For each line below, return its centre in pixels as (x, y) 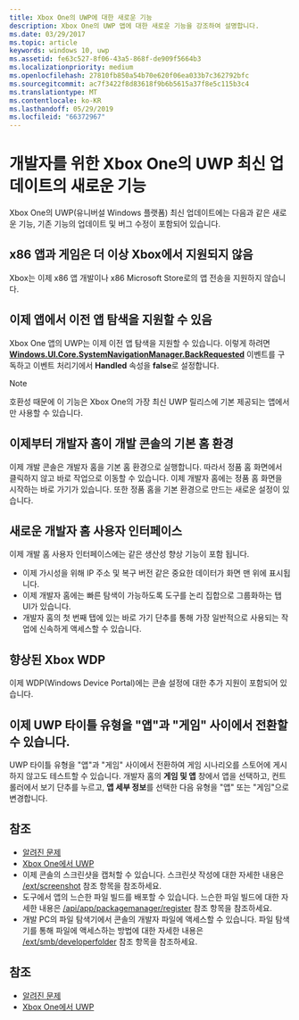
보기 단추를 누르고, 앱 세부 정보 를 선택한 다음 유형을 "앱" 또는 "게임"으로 (165, 787)
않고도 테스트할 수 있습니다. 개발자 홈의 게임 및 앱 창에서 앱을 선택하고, (148, 775)
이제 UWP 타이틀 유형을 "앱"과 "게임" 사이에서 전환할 (149, 725)
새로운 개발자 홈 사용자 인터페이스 (96, 531)
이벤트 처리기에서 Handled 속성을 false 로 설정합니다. (126, 365)
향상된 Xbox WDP (57, 660)
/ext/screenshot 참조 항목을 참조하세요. (92, 885)
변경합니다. (29, 798)
